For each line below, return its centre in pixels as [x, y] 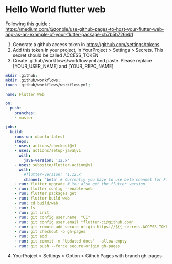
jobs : [11, 127]
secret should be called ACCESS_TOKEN [56, 55]
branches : [25, 113]
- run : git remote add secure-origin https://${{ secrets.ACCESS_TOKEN [92, 227]
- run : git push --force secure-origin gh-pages [67, 246]
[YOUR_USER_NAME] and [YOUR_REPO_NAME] [63, 66]
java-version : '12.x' [47, 160]
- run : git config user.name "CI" [52, 217]
